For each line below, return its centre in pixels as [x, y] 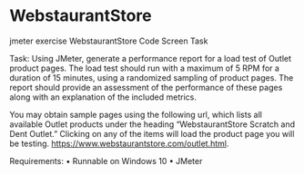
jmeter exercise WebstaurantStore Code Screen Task [109, 41]
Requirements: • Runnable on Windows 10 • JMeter [106, 160]
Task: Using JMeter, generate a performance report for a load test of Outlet [151, 58]
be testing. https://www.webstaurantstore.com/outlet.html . [119, 143]
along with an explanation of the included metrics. [103, 97]
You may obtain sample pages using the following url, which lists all [136, 114]
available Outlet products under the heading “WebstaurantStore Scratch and [152, 124]
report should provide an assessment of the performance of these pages [146, 87]
